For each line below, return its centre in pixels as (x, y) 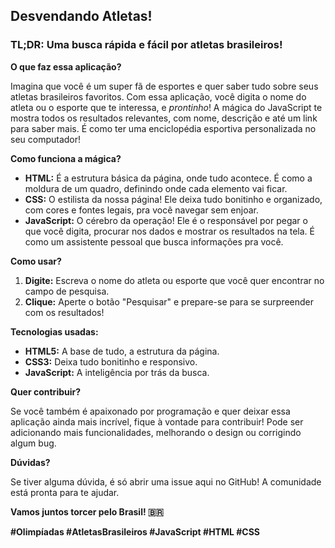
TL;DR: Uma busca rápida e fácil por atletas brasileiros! (146, 45)
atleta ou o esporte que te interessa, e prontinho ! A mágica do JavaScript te (166, 107)
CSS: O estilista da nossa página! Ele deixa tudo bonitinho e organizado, (173, 199)
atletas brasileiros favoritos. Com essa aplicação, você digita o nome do (158, 96)
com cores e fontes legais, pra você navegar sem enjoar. (141, 210)
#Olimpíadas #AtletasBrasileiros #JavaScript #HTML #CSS (135, 531)
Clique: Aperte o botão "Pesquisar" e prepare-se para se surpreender (169, 301)
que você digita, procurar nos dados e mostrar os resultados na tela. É (169, 231)
